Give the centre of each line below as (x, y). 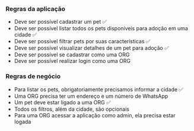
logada (23, 122)
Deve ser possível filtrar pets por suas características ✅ (82, 41)
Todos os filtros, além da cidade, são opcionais (72, 109)
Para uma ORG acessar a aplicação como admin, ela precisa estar (95, 115)
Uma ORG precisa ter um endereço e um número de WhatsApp (91, 96)
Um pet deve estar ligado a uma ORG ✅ (62, 102)
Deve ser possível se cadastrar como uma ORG (72, 55)
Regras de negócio (33, 76)
